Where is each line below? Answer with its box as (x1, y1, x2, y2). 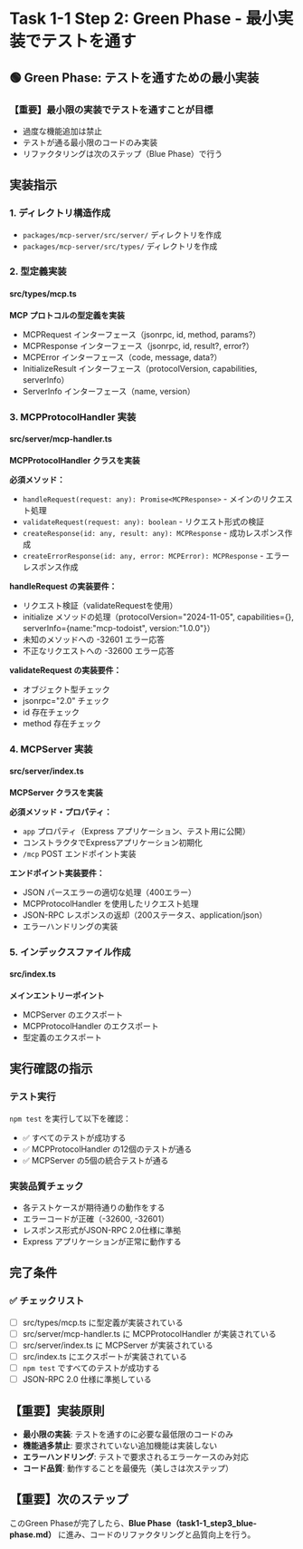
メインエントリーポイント (9, 990, 105, 1001)
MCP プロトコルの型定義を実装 (9, 309, 125, 320)
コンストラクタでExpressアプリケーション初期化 (22, 836, 204, 848)
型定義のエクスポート (22, 1032, 102, 1043)
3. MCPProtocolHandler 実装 (9, 410, 137, 423)
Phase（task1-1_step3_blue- (147, 1517, 258, 1528)
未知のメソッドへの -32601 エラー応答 (22, 634, 166, 645)
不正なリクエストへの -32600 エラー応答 (22, 645, 175, 656)
